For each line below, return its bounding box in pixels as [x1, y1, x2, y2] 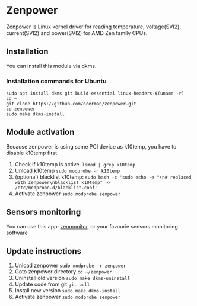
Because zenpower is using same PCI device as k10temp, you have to [6, 143, 177, 150]
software [6, 229, 28, 236]
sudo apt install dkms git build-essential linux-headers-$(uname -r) [6, 91, 185, 96]
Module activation [6, 127, 75, 137]
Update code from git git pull [14, 281, 90, 288]
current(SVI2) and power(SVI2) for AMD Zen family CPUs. [6, 29, 148, 36]
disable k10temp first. [6, 149, 59, 156]
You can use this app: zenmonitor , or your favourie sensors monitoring [6, 223, 178, 230]
